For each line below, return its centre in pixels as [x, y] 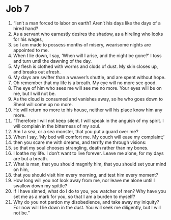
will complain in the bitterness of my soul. [57, 126]
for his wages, [28, 39]
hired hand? [26, 28]
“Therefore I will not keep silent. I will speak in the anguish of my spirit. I [89, 120]
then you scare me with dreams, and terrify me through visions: [80, 142]
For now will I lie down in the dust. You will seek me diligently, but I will [87, 207]
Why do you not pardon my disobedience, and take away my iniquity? [86, 202]
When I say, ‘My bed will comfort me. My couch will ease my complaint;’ [89, 137]
